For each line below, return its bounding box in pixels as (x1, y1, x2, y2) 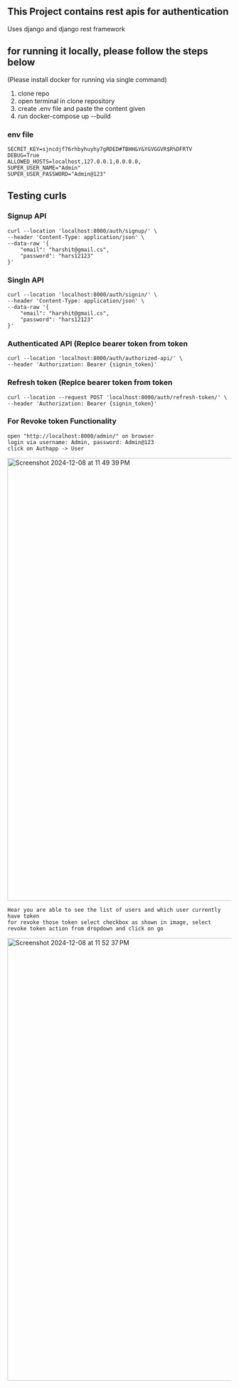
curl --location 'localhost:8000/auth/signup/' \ (7, 227, 158, 234)
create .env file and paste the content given (17, 104, 146, 112)
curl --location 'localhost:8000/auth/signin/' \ (7, 291, 158, 298)
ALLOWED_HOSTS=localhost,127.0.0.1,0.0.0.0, (7, 158, 142, 165)
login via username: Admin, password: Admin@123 (7, 438, 154, 446)
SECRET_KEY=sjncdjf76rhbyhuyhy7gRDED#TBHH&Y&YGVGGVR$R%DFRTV (7, 145, 193, 152)
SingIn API (7, 275, 44, 285)
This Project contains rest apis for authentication (7, 6, 229, 18)
